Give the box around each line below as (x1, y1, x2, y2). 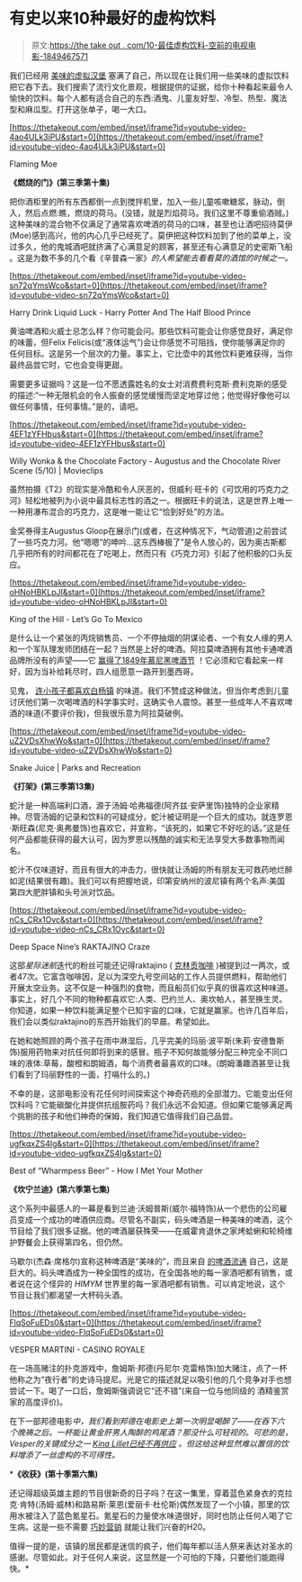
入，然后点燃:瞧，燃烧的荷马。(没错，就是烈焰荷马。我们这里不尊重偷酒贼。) (9, 207, 289, 218)
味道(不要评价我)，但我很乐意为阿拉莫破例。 (24, 708, 189, 719)
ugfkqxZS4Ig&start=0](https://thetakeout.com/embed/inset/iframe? (9, 1138, 260, 1149)
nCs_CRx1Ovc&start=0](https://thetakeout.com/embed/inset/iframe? (9, 914, 263, 925)
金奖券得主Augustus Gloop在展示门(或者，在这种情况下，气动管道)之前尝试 (9, 525, 288, 536)
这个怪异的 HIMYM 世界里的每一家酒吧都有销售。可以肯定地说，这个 (32, 1278, 286, 1288)
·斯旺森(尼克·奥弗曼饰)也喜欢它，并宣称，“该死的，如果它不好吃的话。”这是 (9, 822, 283, 833)
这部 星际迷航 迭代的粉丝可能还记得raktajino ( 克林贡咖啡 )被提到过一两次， (9, 960, 282, 971)
